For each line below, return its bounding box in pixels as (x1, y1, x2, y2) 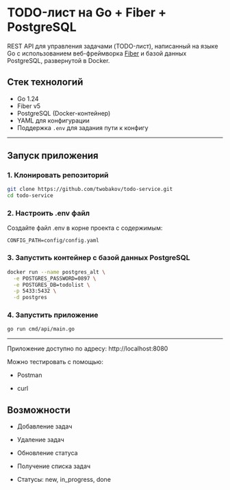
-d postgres (13, 294, 48, 301)
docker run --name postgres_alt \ (7, 268, 106, 275)
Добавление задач (16, 422, 73, 430)
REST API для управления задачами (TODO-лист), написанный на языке (7, 42, 218, 50)
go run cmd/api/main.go (7, 326, 75, 333)
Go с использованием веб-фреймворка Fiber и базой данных (7, 49, 187, 57)
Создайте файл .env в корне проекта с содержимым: (7, 224, 163, 232)
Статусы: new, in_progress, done (16, 476, 112, 484)
